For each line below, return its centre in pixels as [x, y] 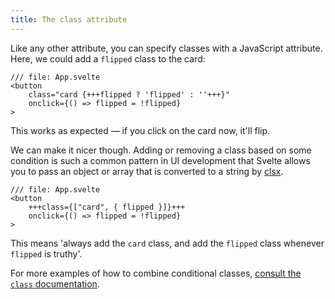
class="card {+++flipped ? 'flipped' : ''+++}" [129, 94]
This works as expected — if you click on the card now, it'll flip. [140, 130]
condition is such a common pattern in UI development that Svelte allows [160, 160]
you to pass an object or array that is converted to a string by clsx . [147, 171]
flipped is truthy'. [46, 253]
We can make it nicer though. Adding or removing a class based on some [161, 150]
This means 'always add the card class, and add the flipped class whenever [167, 243]
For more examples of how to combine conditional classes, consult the [156, 273]
